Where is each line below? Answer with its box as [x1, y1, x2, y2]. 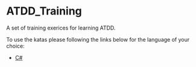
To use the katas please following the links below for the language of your [6, 36, 190, 43]
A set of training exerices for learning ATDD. [6, 24, 116, 31]
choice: [6, 42, 25, 49]
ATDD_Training [6, 4, 83, 18]
